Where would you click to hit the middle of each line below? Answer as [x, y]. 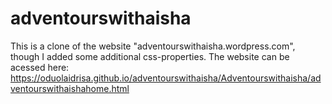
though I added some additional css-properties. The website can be [150, 56]
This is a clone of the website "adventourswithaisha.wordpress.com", [153, 46]
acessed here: [40, 67]
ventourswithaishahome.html [70, 88]
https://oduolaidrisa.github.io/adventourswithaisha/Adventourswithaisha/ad [166, 78]
